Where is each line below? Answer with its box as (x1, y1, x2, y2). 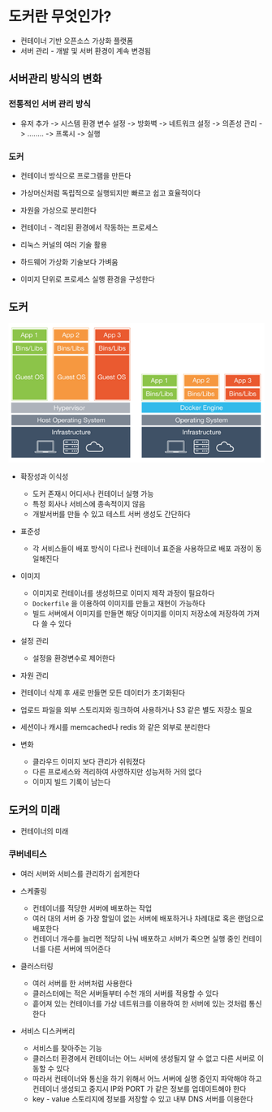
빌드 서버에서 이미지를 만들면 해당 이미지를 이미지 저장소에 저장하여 (32, 609, 245, 618)
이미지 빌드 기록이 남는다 (32, 777, 111, 787)
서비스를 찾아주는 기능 (32, 1043, 103, 1053)
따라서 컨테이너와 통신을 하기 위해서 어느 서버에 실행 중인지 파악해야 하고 (32, 1073, 262, 1084)
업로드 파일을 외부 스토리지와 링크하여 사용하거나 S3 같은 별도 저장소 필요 (19, 705, 253, 715)
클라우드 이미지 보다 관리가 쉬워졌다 (32, 756, 146, 767)
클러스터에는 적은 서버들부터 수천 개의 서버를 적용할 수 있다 (32, 988, 219, 998)
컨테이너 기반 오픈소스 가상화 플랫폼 (19, 36, 134, 45)
